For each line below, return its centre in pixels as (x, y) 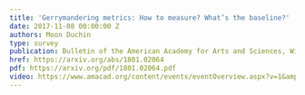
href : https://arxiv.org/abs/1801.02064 (87, 60)
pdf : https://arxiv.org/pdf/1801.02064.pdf (93, 69)
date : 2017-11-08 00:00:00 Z (64, 26)
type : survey (34, 43)
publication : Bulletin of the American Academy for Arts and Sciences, (148, 52)
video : (22, 77)
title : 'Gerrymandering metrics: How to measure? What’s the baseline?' (150, 18)
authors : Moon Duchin (50, 34)
